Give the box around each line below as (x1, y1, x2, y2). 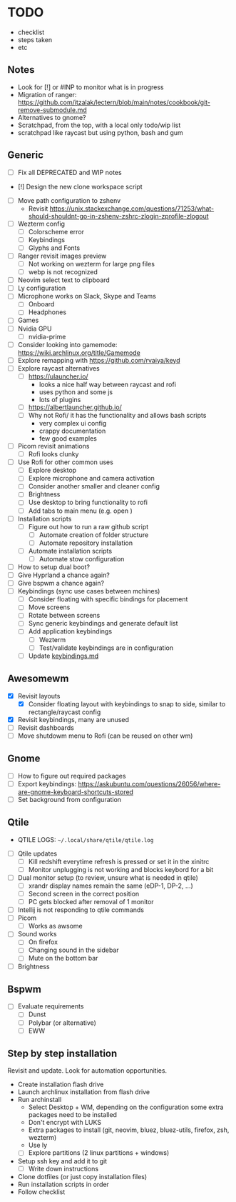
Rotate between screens (28, 611, 101, 620)
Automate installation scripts (28, 546, 113, 555)
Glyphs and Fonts (28, 244, 81, 252)
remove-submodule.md (17, 105, 87, 114)
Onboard (28, 300, 55, 309)
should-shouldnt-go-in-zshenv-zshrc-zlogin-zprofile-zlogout (28, 211, 209, 220)
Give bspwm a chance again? (17, 579, 105, 588)
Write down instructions (28, 1164, 98, 1173)
